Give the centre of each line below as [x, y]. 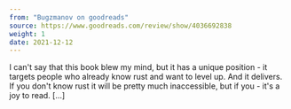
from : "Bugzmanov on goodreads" [69, 17]
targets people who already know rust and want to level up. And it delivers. [146, 77]
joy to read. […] [37, 96]
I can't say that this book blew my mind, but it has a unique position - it [138, 67]
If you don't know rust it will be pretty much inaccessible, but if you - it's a [145, 86]
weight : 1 [28, 34]
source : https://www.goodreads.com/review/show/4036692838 [121, 26]
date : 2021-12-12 [41, 42]
